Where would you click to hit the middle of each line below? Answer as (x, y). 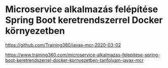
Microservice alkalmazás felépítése (82, 9)
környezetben (35, 31)
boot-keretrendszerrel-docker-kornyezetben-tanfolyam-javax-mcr (75, 60)
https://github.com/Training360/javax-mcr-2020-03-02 (63, 45)
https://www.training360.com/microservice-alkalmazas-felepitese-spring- (83, 55)
